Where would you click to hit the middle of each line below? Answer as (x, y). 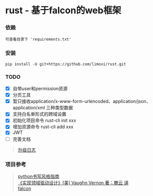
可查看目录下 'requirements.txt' (38, 39)
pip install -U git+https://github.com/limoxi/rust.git (66, 64)
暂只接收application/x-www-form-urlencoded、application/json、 (82, 101)
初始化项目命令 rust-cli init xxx (44, 121)
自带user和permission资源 (40, 89)
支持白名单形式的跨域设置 (39, 114)
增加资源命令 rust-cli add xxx (43, 127)
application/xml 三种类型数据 (43, 108)
